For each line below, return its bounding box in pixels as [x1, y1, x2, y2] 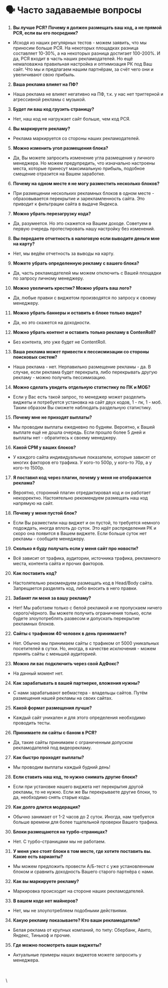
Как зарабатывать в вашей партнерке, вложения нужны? [12, 680, 140, 686]
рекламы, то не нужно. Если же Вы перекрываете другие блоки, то [12, 789, 157, 795]
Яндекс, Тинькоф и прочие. [12, 932, 71, 938]
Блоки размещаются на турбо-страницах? [12, 828, 107, 834]
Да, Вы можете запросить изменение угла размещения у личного [12, 155, 154, 161]
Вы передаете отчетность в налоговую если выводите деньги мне [12, 235, 160, 241]
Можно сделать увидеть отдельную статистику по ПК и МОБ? [12, 384, 150, 390]
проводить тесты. [12, 719, 51, 726]
